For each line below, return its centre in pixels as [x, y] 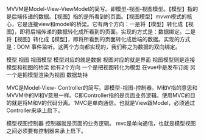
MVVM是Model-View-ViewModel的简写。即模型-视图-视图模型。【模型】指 [100, 9]
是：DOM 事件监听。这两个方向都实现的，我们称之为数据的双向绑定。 [93, 47]
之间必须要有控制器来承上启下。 [46, 131]
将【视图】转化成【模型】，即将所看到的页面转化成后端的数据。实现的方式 [98, 39]
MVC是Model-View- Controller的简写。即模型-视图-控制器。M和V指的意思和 [102, 88]
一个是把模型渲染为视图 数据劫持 [47, 75]
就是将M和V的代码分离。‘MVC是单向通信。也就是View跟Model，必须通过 [103, 103]
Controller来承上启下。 [35, 110]
